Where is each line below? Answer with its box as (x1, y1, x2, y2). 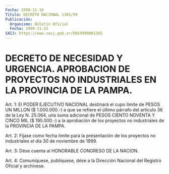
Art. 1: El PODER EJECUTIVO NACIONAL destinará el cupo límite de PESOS (5, 101, 160, 107)
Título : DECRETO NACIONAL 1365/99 (5, 12, 78, 17)
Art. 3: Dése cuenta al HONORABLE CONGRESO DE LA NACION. (5, 147, 139, 154)
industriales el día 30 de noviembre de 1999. (5, 138, 97, 144)
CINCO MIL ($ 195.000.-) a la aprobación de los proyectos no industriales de (5, 117, 164, 124)
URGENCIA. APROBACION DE (5, 64, 130, 75)
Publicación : (5, 17, 33, 22)
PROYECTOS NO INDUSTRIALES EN (5, 74, 157, 86)
